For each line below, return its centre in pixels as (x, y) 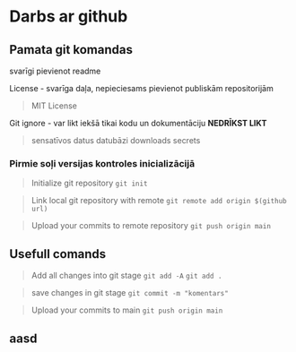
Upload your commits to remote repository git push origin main (151, 226)
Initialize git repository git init (89, 183)
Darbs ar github (69, 17)
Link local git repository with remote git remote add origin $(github (159, 201)
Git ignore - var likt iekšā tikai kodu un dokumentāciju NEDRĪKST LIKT (138, 123)
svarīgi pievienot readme (55, 71)
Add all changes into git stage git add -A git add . (126, 276)
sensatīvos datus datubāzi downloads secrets (116, 140)
